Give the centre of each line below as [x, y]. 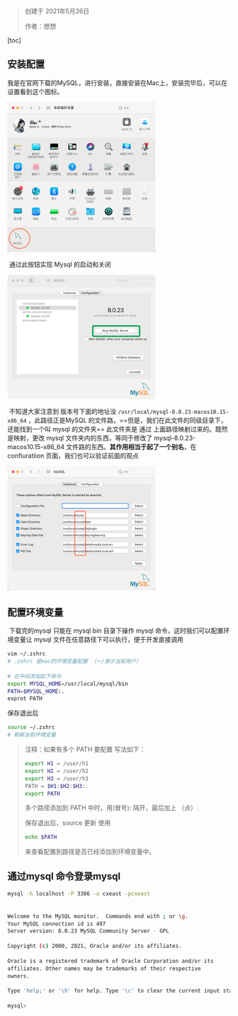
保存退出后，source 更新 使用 [68, 823]
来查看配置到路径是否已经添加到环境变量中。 [90, 852]
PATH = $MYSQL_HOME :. [36, 691]
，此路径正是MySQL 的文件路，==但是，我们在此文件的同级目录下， [127, 420]
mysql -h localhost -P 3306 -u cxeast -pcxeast [79, 894]
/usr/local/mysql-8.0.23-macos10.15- [174, 412]
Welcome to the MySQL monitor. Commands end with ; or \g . [98, 916]
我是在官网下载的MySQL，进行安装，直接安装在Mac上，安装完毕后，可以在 [118, 83]
